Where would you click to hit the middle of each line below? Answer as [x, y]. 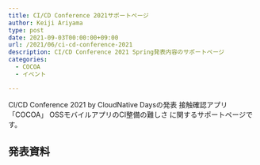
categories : [28, 60]
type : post [26, 30]
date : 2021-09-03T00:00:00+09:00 [63, 37]
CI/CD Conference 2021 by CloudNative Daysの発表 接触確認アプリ [118, 104]
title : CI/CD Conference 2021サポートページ [78, 15]
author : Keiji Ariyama [46, 23]
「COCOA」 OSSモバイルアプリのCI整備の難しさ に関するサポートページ [127, 114]
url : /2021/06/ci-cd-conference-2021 [71, 45]
